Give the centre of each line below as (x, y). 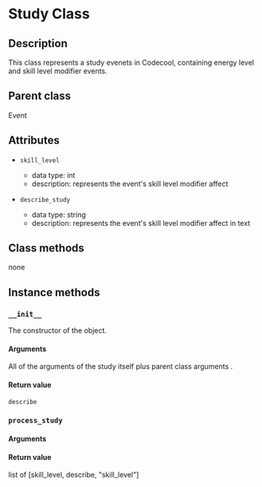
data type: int (53, 175)
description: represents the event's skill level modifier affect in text (141, 223)
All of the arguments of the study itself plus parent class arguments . (121, 366)
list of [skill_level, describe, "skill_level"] (74, 475)
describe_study (45, 200)
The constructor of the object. (58, 331)
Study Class (49, 14)
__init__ (25, 314)
